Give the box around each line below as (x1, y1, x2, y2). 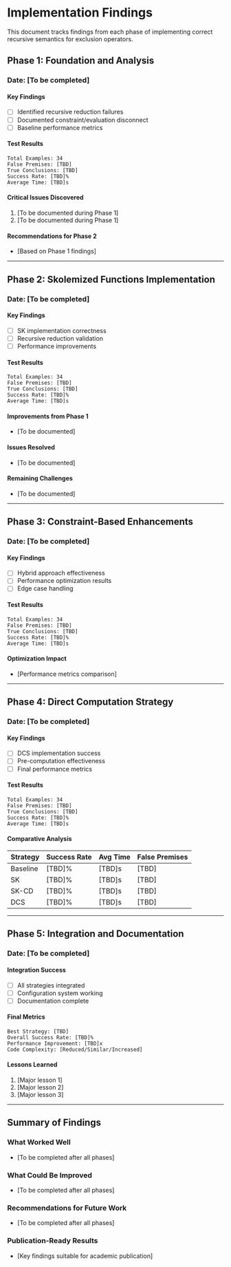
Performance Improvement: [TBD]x (7, 1040, 103, 1047)
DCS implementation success (16, 749, 101, 758)
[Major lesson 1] (16, 1076, 63, 1085)
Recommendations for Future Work (7, 1203, 127, 1213)
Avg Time (98, 852, 131, 862)
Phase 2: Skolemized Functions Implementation (7, 273, 215, 285)
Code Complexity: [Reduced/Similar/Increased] (7, 1046, 143, 1053)
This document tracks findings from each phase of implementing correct (7, 28, 213, 36)
